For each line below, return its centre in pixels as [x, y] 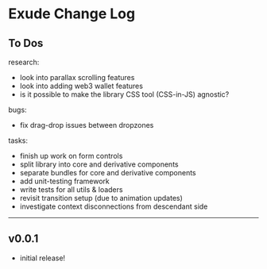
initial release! [43, 258]
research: [24, 62]
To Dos [26, 43]
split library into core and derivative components [99, 164]
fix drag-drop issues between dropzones [87, 125]
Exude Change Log [72, 14]
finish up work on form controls [71, 156]
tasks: [18, 140]
